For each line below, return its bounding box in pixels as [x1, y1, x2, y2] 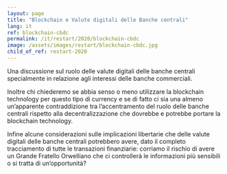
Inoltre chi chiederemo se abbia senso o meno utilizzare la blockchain [7, 87, 204, 96]
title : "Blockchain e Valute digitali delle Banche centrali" [7, 16, 189, 23]
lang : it [7, 23, 32, 29]
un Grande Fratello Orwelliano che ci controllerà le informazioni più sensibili [7, 151, 221, 160]
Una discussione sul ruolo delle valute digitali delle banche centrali [7, 66, 195, 75]
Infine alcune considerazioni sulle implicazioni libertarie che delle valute [7, 129, 211, 138]
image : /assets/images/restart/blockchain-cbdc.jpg [7, 42, 158, 49]
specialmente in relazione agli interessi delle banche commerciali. [7, 74, 193, 82]
